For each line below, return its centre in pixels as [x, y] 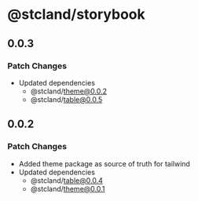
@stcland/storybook [77, 15]
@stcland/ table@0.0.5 [66, 99]
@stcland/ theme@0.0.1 [68, 188]
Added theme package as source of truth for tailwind [104, 163]
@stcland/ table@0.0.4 [66, 180]
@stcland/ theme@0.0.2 [69, 91]
